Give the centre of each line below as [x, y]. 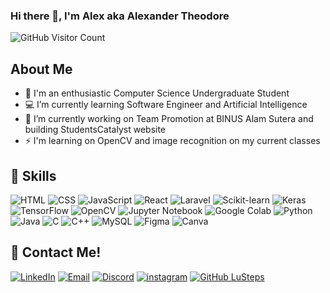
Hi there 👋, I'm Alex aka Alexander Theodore [120, 16]
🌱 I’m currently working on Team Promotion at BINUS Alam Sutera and [169, 119]
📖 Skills [33, 175]
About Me [41, 69]
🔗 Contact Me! [56, 252]
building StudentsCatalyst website [95, 130]
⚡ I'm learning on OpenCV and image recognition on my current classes [172, 141]
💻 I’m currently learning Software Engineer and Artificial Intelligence [166, 105]
